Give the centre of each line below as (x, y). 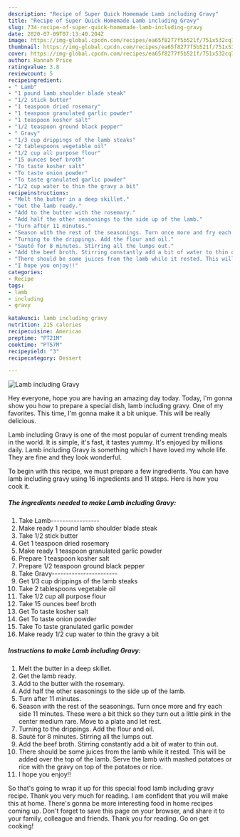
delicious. (22, 421)
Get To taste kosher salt (53, 612)
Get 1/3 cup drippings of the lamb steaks (78, 581)
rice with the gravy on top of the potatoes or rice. (90, 767)
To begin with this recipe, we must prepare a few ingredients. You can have (119, 472)
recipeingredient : (35, 80)
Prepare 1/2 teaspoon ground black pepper (82, 566)
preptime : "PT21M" (35, 338)
